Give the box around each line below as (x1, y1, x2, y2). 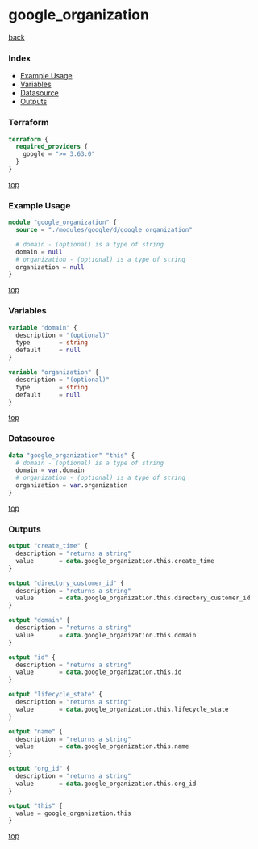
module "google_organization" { (8, 218, 117, 227)
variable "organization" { (8, 368, 99, 376)
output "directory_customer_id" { (8, 579, 125, 587)
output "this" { (8, 801, 63, 809)
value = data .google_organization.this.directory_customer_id (15, 594, 251, 603)
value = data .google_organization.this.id (15, 668, 182, 676)
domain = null (15, 248, 63, 256)
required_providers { (15, 143, 89, 151)
